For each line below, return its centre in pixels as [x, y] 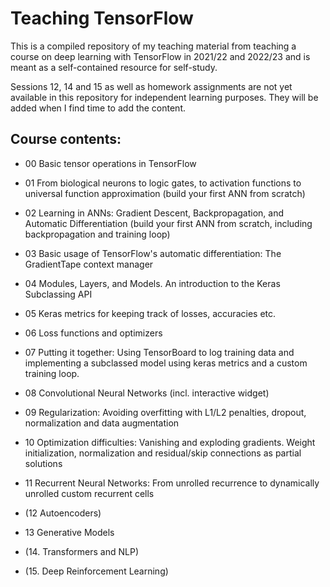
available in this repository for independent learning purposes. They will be [164, 97]
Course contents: [66, 139]
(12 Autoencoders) [63, 513]
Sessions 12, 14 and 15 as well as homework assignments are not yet [151, 86]
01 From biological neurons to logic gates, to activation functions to [163, 183]
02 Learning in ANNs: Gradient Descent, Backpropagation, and [154, 213]
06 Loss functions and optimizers [93, 333]
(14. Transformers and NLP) [82, 551]
